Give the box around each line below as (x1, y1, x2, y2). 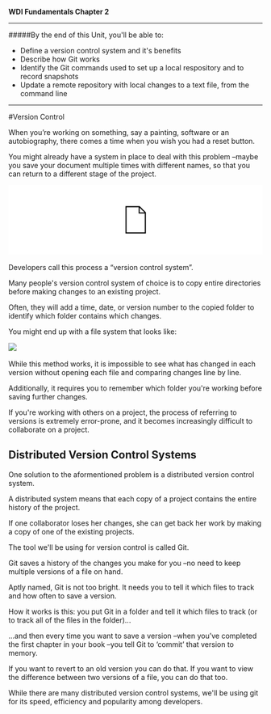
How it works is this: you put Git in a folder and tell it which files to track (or (8, 606, 258, 616)
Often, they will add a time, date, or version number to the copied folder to (8, 302, 255, 312)
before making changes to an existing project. (8, 286, 161, 296)
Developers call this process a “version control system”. (8, 262, 194, 272)
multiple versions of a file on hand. (8, 566, 123, 577)
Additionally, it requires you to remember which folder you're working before (8, 383, 262, 393)
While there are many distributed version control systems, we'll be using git (8, 687, 259, 698)
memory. (8, 648, 38, 657)
